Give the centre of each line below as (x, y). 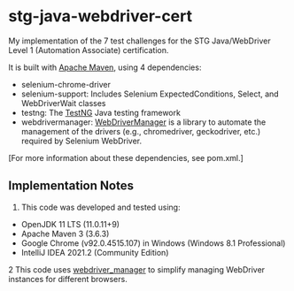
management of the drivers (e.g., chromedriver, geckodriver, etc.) (141, 131)
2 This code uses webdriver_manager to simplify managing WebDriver (137, 269)
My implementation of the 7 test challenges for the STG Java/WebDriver (139, 41)
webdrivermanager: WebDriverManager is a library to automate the (143, 122)
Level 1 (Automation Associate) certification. (89, 50)
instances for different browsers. (68, 279)
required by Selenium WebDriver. (81, 141)
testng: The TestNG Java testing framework (101, 112)
